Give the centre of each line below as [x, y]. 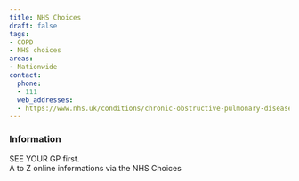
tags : [19, 34]
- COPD [21, 42]
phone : [29, 83]
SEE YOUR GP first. [44, 158]
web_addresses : [45, 100]
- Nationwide [33, 67]
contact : [25, 75]
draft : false [33, 26]
